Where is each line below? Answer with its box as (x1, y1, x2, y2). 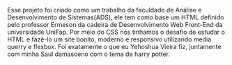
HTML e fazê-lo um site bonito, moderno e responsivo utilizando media (7, 35, 212, 44)
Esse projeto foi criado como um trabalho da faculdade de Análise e (7, 6, 202, 14)
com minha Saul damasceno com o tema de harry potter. (7, 50, 171, 58)
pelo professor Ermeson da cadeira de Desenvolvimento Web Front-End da (7, 21, 223, 28)
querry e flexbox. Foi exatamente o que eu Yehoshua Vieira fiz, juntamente (7, 43, 222, 50)
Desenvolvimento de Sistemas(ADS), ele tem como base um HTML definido (7, 13, 224, 21)
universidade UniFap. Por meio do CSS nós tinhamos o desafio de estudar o (7, 28, 225, 36)
